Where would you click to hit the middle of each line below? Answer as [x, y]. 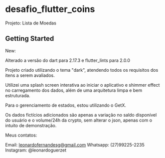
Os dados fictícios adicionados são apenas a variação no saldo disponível [81, 115]
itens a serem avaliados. [30, 75]
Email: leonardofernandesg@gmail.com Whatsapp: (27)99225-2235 [75, 145]
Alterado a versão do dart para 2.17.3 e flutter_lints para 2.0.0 [68, 60]
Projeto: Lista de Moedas [31, 23]
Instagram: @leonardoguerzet [36, 150]
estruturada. [18, 95]
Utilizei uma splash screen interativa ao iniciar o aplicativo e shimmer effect [82, 85]
